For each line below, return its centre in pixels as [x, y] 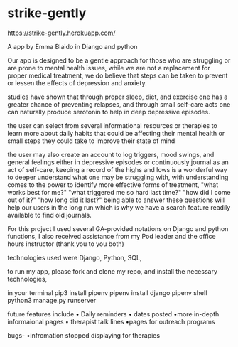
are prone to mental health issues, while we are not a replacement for [109, 68]
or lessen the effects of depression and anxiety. [77, 82]
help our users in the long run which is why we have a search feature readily [119, 207]
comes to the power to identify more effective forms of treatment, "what [113, 185]
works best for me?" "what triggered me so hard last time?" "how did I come [119, 192]
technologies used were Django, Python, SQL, [75, 257]
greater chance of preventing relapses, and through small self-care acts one [119, 104]
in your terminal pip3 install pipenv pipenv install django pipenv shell [107, 292]
